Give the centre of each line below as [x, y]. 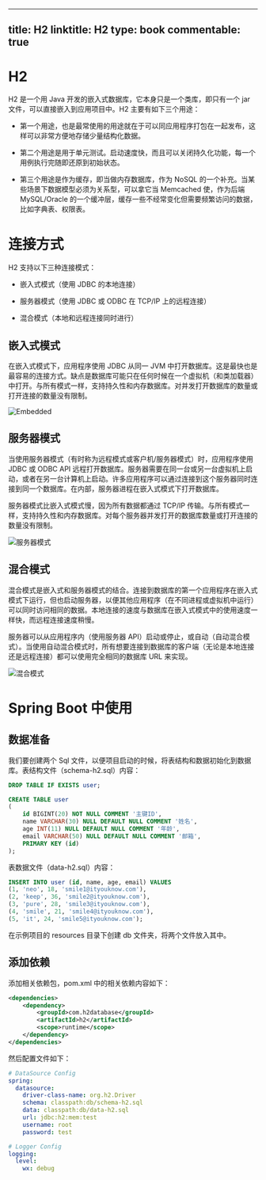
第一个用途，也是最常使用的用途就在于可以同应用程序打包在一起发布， [134, 126]
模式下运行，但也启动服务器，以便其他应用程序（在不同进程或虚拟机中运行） [133, 600]
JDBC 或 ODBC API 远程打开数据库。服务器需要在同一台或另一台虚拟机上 [127, 469]
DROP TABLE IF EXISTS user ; [55, 785]
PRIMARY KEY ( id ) [51, 843]
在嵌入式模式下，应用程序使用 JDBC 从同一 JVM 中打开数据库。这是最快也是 [133, 366]
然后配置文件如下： [40, 1058]
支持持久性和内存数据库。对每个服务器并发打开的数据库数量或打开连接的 [140, 515]
